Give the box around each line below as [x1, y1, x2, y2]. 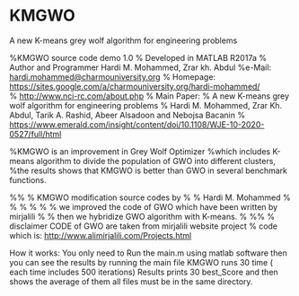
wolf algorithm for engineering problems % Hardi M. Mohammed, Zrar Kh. [9, 100, 283, 110]
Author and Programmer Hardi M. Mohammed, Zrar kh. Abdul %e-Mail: [9, 62, 272, 73]
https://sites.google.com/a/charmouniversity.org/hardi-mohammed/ [9, 81, 260, 91]
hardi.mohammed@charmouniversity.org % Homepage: [9, 71, 216, 82]
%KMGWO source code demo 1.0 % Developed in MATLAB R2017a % [9, 52, 268, 63]
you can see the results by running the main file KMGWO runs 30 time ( [9, 257, 274, 267]
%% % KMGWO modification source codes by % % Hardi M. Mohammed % [9, 192, 291, 203]
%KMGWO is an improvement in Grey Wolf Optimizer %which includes [9, 145, 271, 157]
